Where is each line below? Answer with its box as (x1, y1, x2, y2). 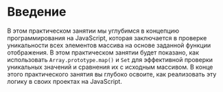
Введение (7, 4, 67, 20)
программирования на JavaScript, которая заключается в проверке (7, 33, 207, 42)
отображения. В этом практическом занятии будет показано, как (7, 48, 199, 57)
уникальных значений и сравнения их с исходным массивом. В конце (7, 63, 213, 71)
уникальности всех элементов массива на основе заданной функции (7, 41, 211, 49)
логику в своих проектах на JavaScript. (7, 77, 122, 85)
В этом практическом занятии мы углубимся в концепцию (7, 27, 180, 35)
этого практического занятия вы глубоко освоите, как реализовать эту (7, 70, 217, 78)
